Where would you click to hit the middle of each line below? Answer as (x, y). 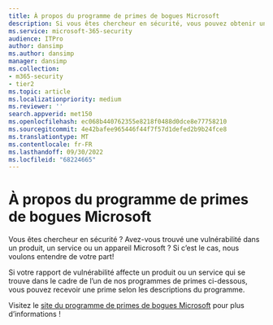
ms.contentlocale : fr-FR (50, 144)
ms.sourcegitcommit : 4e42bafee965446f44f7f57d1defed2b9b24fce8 (118, 129)
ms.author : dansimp (41, 54)
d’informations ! (35, 314)
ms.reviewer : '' (36, 106)
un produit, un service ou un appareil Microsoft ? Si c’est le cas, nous (124, 248)
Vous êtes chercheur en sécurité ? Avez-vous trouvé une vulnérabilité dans (134, 240)
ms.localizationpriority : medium (65, 99)
